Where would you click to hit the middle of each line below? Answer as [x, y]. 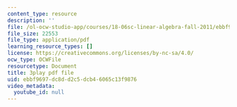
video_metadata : [31, 86]
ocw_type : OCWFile [34, 60]
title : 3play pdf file [41, 73]
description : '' [31, 20]
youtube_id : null [39, 92]
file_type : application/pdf [49, 40]
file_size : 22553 [33, 33]
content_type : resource [42, 14]
